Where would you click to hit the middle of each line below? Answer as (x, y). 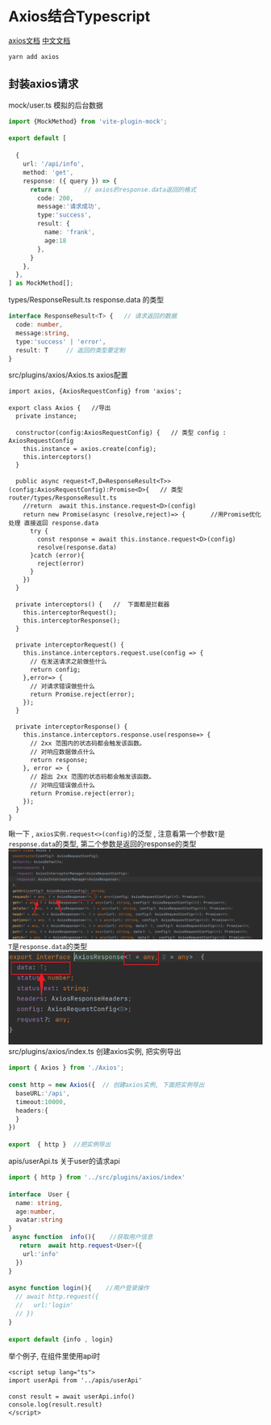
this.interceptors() (57, 457)
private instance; (47, 416)
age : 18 (55, 240)
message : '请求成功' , (69, 207)
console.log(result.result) (56, 1404)
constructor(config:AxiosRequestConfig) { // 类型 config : (121, 433)
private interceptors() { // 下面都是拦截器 (93, 605)
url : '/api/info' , (54, 164)
